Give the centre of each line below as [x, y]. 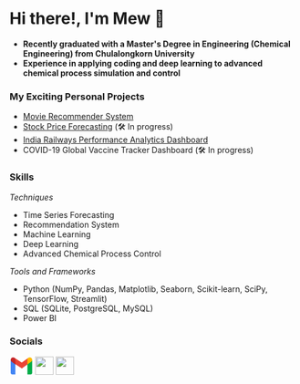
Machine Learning [57, 234]
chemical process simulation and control [101, 73]
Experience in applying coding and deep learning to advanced [142, 63]
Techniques [31, 197]
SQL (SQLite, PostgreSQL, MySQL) [88, 308]
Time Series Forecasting [68, 214]
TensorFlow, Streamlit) [65, 298]
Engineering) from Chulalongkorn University [109, 53]
